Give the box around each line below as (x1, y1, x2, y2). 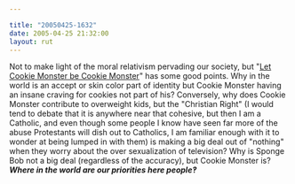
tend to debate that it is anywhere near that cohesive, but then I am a (9, 108, 262, 119)
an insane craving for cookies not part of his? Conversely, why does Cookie (9, 89, 286, 100)
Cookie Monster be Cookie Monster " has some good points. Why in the (9, 71, 270, 81)
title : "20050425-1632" (9, 20, 98, 29)
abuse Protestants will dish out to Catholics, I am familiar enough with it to (9, 127, 280, 138)
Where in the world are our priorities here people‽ (9, 165, 197, 175)
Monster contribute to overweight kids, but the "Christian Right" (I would (9, 99, 274, 110)
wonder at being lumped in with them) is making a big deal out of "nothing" (9, 136, 284, 147)
